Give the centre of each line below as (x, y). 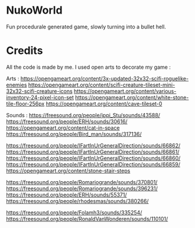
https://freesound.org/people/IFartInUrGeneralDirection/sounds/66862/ (93, 145)
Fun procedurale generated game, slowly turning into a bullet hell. (86, 27)
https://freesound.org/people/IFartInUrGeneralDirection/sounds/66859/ (93, 164)
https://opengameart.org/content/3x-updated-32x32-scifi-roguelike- (105, 78)
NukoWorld (35, 10)
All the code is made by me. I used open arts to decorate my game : (89, 67)
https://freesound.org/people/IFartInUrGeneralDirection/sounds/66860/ (93, 158)
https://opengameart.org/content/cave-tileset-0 (104, 104)
